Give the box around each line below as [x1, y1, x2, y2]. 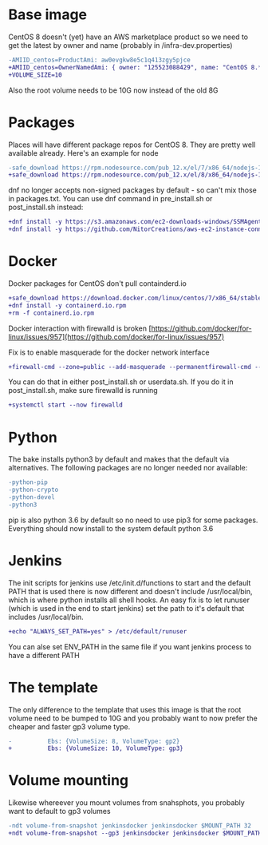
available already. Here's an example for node [8, 148, 159, 157]
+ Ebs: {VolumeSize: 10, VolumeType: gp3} [8, 744, 183, 752]
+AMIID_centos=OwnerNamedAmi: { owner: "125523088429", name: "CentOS [8, 63, 248, 71]
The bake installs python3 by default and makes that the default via [8, 454, 230, 464]
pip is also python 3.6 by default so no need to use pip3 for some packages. [8, 515, 258, 525]
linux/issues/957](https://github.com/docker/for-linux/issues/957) [8, 331, 225, 341]
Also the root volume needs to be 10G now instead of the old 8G [8, 85, 219, 95]
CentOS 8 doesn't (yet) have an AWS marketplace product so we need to [8, 32, 249, 42]
